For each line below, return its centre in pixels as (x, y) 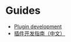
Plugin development (38, 26)
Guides (23, 11)
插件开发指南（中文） (39, 33)
